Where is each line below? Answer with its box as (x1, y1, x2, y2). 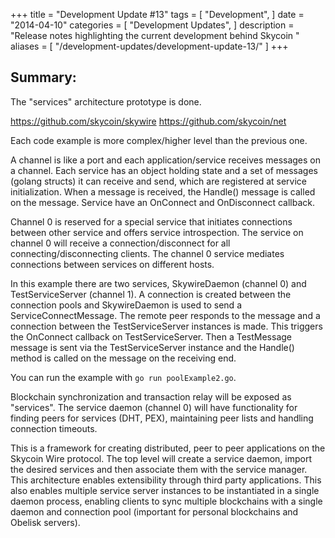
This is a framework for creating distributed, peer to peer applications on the (10, 442, 326, 454)
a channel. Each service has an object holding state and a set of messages (10, 164, 318, 176)
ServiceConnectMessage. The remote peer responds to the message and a (10, 309, 321, 321)
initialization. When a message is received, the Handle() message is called (10, 185, 316, 198)
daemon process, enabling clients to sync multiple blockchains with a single (10, 495, 323, 507)
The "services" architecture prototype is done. (10, 95, 202, 108)
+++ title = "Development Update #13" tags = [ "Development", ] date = (10, 9, 305, 20)
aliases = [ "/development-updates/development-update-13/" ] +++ (10, 40, 289, 52)
